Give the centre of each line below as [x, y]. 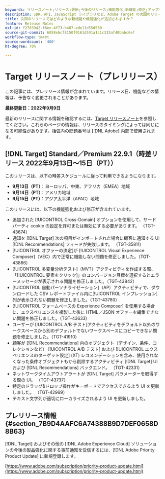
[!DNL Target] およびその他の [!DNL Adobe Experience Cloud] [68, 444]
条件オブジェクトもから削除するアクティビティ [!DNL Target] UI [94, 362]
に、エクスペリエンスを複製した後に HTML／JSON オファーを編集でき [83, 312]
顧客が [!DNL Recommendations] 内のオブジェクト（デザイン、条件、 [82, 343]
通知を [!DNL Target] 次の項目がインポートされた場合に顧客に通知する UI [86, 238]
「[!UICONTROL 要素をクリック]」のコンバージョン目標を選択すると [82, 275]
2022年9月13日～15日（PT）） [71, 163]
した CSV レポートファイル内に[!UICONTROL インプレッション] [94, 294]
